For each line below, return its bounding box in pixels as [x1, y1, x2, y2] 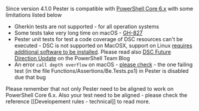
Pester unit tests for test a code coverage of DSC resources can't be [14, 36, 183, 42]
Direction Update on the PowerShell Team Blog [14, 55, 130, 61]
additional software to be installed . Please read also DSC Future [14, 48, 172, 55]
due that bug [14, 74, 46, 81]
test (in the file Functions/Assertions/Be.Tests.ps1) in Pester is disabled [14, 67, 189, 74]
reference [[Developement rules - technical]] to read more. [5, 98, 151, 105]
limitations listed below [5, 11, 62, 18]
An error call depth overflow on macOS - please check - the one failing [14, 61, 193, 68]
